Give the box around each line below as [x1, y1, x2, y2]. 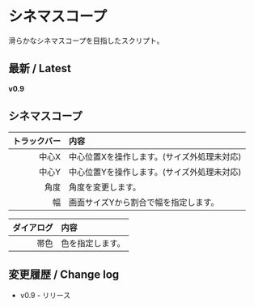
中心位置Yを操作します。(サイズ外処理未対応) [68, 166, 242, 177]
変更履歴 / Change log [8, 267, 120, 281]
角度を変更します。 [68, 181, 142, 193]
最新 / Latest [8, 62, 71, 75]
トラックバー [12, 135, 61, 147]
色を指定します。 [61, 237, 125, 249]
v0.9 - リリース [19, 291, 71, 301]
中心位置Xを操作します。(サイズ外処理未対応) [68, 151, 242, 162]
